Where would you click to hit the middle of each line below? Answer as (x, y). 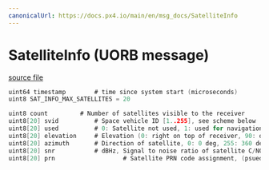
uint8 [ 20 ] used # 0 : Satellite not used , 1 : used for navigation (136, 128)
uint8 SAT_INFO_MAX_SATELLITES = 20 (69, 99)
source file (26, 77)
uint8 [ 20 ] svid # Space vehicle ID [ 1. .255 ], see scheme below (132, 121)
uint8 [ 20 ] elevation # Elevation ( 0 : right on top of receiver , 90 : (132, 136)
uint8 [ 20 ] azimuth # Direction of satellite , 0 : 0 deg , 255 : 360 (130, 143)
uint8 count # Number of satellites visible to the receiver (127, 114)
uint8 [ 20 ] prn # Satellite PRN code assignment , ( (127, 158)
